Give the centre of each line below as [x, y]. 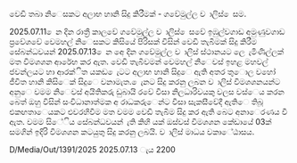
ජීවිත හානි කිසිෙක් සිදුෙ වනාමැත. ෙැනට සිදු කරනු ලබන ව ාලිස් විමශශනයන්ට [145, 81]
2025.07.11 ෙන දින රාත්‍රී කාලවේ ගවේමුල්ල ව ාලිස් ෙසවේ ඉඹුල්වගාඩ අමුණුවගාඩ [147, 32]
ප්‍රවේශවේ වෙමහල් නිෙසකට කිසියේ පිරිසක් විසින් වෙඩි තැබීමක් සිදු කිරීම [133, 41]
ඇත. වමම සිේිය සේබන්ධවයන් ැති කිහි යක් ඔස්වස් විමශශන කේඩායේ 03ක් [140, 122]
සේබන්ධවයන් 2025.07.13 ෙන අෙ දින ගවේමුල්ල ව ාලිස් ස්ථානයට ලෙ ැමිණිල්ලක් [147, 52]
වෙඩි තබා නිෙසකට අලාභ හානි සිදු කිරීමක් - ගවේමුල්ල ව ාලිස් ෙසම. [128, 14]
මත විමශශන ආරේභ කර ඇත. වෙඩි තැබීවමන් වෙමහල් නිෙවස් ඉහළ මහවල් [139, 61]
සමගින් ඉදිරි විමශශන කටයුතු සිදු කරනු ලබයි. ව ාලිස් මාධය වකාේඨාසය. [132, 132]
